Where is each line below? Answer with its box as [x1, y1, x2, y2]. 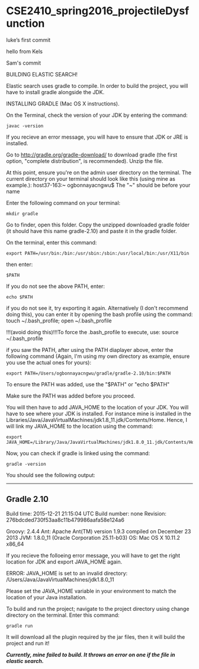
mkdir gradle [6, 210, 38, 217]
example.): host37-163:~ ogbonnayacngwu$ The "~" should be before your [6, 181, 191, 188]
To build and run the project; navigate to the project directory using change [6, 605, 190, 612]
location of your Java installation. [6, 594, 87, 601]
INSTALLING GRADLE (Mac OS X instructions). [6, 100, 120, 107]
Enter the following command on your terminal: [6, 199, 121, 206]
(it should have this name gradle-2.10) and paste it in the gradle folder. [6, 227, 177, 235]
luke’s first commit [6, 36, 51, 43]
